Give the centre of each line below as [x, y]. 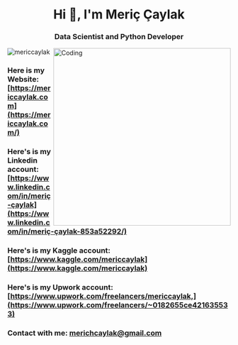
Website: [23, 80]
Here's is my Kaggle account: [59, 251]
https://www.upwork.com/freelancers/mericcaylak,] [103, 296]
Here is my [26, 70]
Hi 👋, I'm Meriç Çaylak [119, 15]
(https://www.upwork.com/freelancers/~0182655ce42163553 [118, 305]
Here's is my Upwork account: [60, 287]
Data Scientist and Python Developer [119, 37]
